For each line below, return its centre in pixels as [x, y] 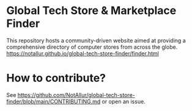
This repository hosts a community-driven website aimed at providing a [96, 40]
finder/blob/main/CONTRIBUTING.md [54, 101]
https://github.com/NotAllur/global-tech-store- [76, 95]
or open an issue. [124, 101]
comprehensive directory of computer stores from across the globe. [92, 47]
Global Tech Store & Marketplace [91, 11]
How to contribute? [56, 78]
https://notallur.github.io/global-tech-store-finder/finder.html [83, 53]
